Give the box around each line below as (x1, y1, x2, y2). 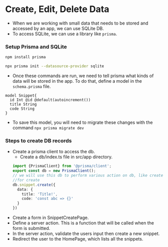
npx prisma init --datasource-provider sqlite (5, 64, 104, 69)
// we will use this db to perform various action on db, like (12, 173, 148, 178)
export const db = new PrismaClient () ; (12, 168, 96, 173)
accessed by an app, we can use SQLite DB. (12, 25, 104, 31)
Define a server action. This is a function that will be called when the (12, 220, 154, 226)
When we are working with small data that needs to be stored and (12, 20, 149, 26)
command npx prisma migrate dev (12, 124, 84, 131)
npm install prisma (5, 55, 46, 60)
